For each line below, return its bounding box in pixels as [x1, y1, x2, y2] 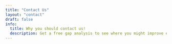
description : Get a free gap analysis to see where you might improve [10, 31, 164, 36]
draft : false [5, 17, 33, 22]
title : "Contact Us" [5, 7, 50, 13]
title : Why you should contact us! [10, 26, 86, 31]
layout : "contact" [5, 12, 45, 17]
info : [5, 21, 17, 27]
